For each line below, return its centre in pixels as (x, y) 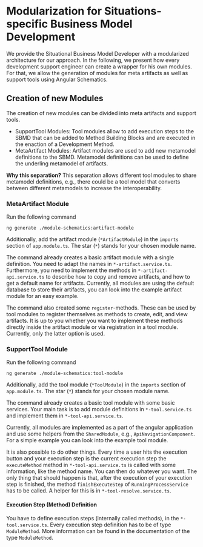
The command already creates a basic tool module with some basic (91, 403)
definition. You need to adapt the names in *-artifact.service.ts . (89, 264)
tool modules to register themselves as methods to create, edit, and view (97, 314)
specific (27, 24)
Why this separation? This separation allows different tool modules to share (101, 175)
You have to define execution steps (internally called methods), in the (93, 518)
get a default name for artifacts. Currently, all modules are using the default (100, 283)
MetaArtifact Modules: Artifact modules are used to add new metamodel (105, 150)
